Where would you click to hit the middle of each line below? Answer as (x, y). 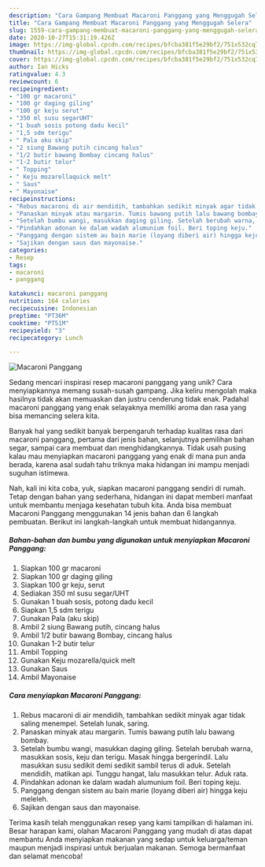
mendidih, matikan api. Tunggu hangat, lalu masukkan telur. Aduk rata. (134, 774)
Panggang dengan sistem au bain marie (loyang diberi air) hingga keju (134, 790)
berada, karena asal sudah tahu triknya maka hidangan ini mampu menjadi (129, 465)
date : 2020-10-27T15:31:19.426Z (62, 37)
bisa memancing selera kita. (54, 416)
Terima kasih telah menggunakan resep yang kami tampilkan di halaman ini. (131, 823)
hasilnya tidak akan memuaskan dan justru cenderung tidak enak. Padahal (129, 399)
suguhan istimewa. (39, 473)
